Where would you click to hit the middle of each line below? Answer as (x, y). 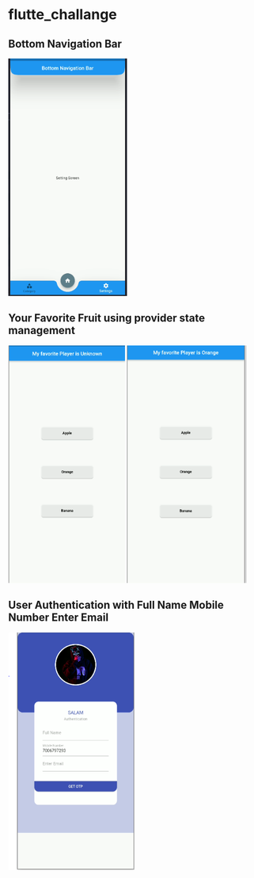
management (42, 331)
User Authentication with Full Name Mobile (116, 605)
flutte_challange (63, 15)
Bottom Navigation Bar (65, 44)
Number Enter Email (59, 618)
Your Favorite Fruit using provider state (107, 318)
